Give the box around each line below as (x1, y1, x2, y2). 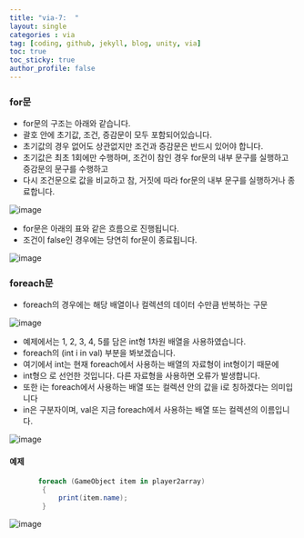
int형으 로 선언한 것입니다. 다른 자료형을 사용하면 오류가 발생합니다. (22, 370, 261, 382)
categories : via (9, 30, 76, 39)
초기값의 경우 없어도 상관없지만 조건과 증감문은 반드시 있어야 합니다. (22, 141, 264, 152)
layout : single (9, 22, 67, 31)
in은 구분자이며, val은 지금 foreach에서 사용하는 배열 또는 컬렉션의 (22, 404, 258, 415)
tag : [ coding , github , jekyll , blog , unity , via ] (9, 38, 202, 48)
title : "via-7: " (9, 13, 79, 23)
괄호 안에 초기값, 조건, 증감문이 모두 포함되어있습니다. (22, 129, 212, 141)
